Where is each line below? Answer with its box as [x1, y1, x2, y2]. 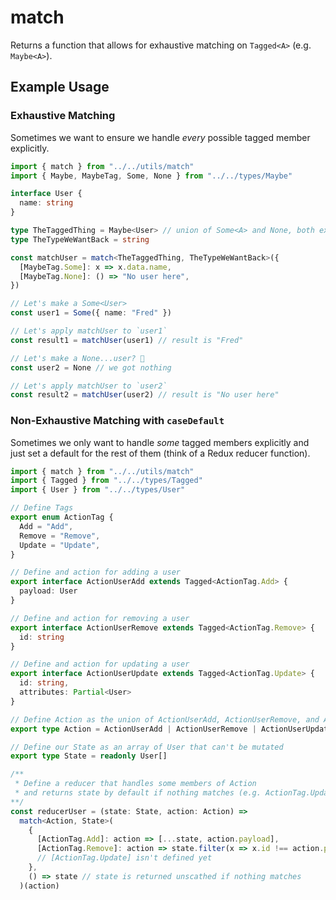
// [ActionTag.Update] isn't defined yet [36, 853, 213, 863]
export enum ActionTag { [10, 512, 114, 523]
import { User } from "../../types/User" [10, 485, 186, 495]
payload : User [19, 586, 78, 596]
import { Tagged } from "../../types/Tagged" [10, 476, 203, 486]
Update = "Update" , [19, 540, 101, 550]
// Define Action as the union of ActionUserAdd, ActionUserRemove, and [10, 714, 320, 725]
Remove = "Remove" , [19, 531, 101, 541]
